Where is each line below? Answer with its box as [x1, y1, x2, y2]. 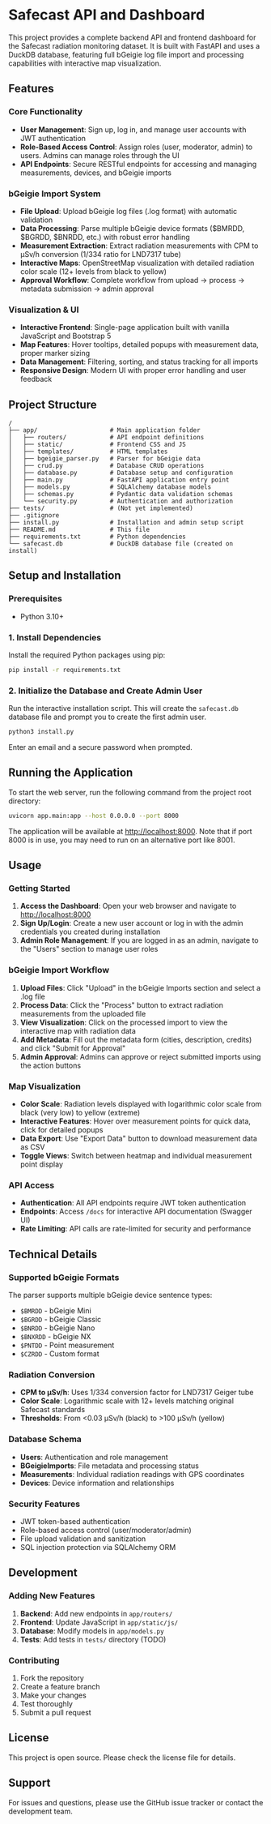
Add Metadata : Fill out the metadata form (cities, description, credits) [19, 1034, 252, 1044]
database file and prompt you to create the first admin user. [8, 712, 207, 722]
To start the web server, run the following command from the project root [8, 787, 252, 797]
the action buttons [19, 1060, 82, 1070]
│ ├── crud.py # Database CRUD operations [8, 462, 205, 470]
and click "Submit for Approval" [19, 1043, 126, 1053]
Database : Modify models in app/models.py [19, 1625, 164, 1635]
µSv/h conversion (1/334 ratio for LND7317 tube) [19, 249, 182, 259]
